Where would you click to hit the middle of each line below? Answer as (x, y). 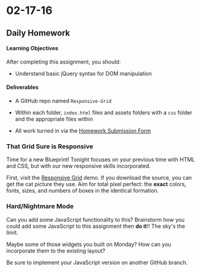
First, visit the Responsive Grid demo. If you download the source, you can (99, 178)
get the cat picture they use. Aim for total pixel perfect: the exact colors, (96, 184)
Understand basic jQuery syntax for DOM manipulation (84, 73)
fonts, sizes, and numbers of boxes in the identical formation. (83, 191)
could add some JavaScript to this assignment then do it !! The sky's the (96, 226)
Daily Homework (38, 33)
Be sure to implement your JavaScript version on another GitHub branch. (97, 262)
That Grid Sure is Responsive (50, 146)
